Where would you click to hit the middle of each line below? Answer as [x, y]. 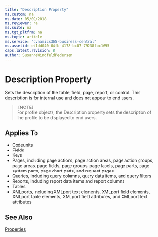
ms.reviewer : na [21, 23]
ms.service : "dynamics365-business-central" [51, 42]
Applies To [22, 133]
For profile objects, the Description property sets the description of [84, 112]
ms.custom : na [19, 14]
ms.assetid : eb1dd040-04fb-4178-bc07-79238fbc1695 [57, 46]
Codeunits [22, 145]
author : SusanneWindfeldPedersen [39, 55]
